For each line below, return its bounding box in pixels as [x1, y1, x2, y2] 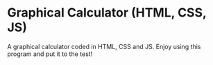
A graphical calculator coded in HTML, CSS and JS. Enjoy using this [7, 42, 201, 50]
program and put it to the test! [7, 50, 93, 58]
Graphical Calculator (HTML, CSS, [7, 5, 207, 21]
